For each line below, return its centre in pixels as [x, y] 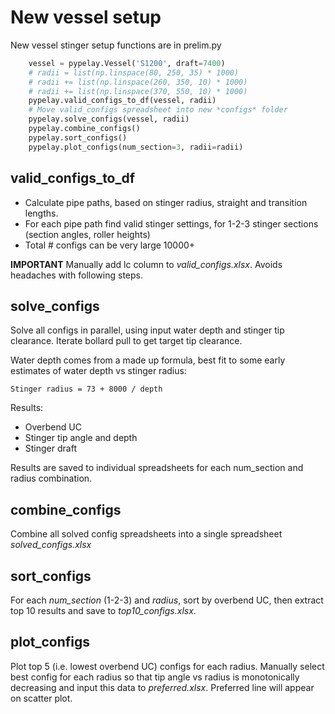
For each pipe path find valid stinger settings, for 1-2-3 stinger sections [171, 223]
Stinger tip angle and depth [81, 438]
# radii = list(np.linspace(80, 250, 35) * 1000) [134, 72]
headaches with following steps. [77, 275]
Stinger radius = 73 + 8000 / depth [86, 389]
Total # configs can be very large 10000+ [110, 245]
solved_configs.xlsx [51, 545]
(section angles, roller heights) [87, 234]
